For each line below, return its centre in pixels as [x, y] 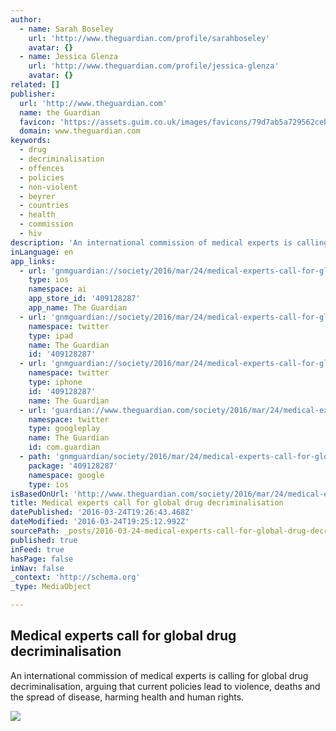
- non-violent [48, 187]
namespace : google [66, 475]
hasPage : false [42, 559]
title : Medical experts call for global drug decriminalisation [147, 503]
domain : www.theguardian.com [80, 131]
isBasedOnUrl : [40, 494]
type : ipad [51, 336]
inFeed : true [37, 549]
